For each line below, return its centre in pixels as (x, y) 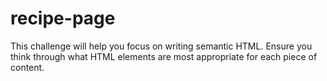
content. (27, 67)
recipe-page (63, 18)
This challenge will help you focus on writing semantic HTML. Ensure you (161, 46)
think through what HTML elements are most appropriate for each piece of (164, 56)
